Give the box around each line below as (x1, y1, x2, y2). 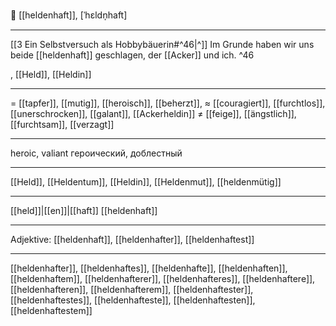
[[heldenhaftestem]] (10, 305, 93, 316)
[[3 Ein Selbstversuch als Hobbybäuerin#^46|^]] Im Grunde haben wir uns (10, 39, 315, 50)
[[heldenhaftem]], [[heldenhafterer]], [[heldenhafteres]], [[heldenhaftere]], (10, 273, 316, 284)
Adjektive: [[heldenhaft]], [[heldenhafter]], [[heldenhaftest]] (10, 234, 255, 245)
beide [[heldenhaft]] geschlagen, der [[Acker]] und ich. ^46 (10, 49, 255, 61)
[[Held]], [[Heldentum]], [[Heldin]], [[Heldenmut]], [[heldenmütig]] (10, 176, 282, 188)
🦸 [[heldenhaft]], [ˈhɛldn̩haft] (10, 9, 128, 21)
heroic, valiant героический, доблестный (10, 147, 183, 159)
